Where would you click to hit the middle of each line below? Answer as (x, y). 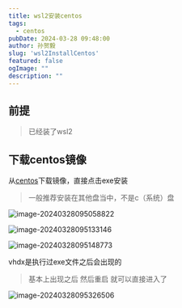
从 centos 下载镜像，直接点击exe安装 (68, 181)
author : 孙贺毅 (32, 46)
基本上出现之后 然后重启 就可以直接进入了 (97, 279)
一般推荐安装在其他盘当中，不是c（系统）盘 (101, 198)
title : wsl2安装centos (45, 16)
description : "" (36, 76)
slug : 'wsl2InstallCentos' (54, 53)
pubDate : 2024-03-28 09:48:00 (59, 38)
